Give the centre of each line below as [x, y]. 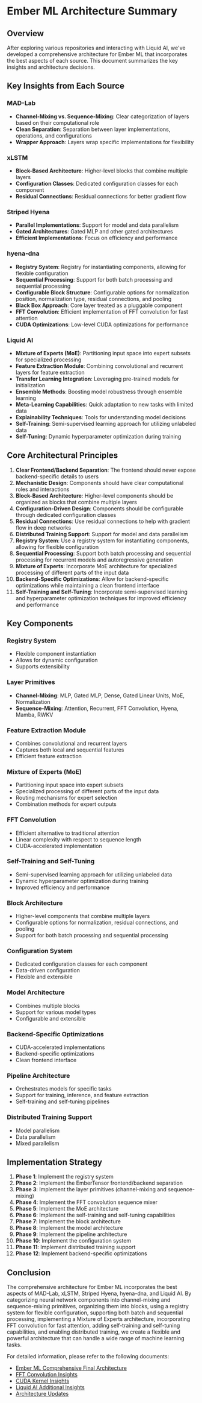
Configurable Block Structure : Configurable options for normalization [102, 292]
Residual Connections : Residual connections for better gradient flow [101, 196]
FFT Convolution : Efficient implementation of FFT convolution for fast [102, 311]
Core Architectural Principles [63, 456]
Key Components [40, 623]
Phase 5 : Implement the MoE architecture [67, 1209]
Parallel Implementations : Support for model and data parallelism [97, 225]
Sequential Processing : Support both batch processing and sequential [103, 553]
